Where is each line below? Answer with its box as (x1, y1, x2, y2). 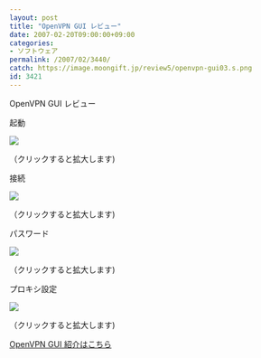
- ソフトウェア (9, 47, 59, 56)
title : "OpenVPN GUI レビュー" (9, 22, 122, 31)
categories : (9, 38, 54, 48)
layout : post (9, 13, 59, 23)
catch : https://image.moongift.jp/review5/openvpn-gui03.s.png (9, 64, 253, 73)
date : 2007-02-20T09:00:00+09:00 (9, 30, 135, 39)
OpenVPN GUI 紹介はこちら (9, 338, 112, 349)
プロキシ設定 (9, 283, 57, 294)
